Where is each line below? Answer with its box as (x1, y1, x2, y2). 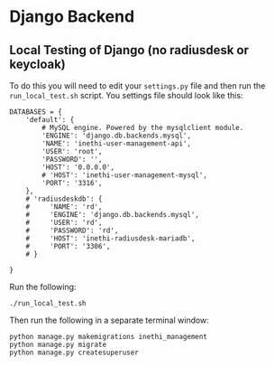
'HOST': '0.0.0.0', (41, 163, 115, 172)
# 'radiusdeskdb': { (25, 194, 103, 203)
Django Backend (9, 6, 135, 27)
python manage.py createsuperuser (9, 348, 140, 357)
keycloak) (9, 56, 66, 71)
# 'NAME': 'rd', (25, 202, 103, 211)
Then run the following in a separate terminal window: (9, 314, 209, 325)
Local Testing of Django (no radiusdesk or (9, 42, 250, 58)
